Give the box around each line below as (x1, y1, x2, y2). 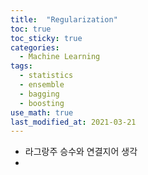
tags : (10, 61, 33, 71)
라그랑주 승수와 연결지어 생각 (24, 146, 138, 158)
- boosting (19, 98, 65, 108)
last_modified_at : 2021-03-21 (10, 117, 137, 127)
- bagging (19, 89, 60, 99)
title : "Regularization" (10, 14, 118, 25)
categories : (10, 42, 60, 53)
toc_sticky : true (10, 33, 83, 43)
